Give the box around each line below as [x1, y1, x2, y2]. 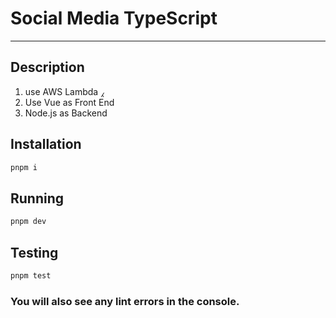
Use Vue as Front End [24, 96, 115, 108]
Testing [10, 244, 59, 261]
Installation [10, 136, 82, 153]
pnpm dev [10, 217, 47, 227]
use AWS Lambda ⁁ [24, 85, 105, 97]
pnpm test [10, 270, 52, 281]
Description [10, 59, 85, 76]
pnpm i [10, 162, 38, 172]
